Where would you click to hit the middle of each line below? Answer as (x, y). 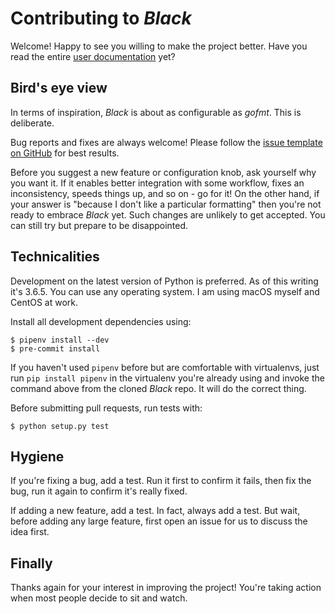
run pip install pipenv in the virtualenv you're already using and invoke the (167, 378)
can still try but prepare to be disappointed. (99, 225)
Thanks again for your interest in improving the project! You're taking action (166, 588)
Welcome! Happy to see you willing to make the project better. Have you (159, 46)
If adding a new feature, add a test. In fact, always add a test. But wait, (155, 511)
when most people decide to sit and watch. (99, 598)
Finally (31, 563)
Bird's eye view (59, 88)
